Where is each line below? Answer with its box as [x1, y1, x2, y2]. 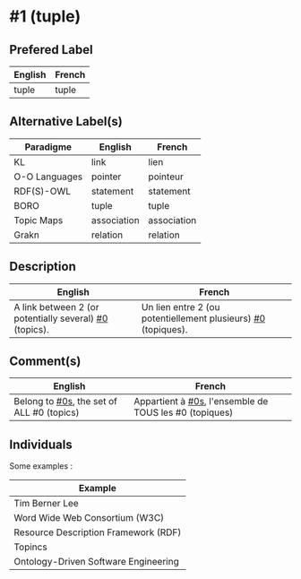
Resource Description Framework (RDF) [13, 526, 182, 539]
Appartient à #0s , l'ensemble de [133, 395, 269, 408]
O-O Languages [13, 170, 83, 183]
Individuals [9, 436, 73, 452]
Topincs [13, 540, 47, 553]
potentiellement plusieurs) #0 [142, 312, 266, 324]
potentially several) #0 [13, 312, 108, 324]
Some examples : [9, 461, 73, 471]
